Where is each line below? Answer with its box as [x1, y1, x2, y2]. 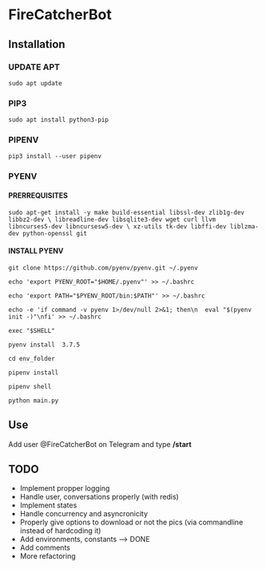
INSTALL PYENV [8, 246, 64, 256]
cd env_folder [8, 354, 56, 362]
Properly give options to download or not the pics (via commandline [19, 517, 244, 528]
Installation [8, 38, 66, 51]
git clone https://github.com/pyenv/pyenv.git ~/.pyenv [8, 263, 198, 272]
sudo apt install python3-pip [8, 116, 109, 124]
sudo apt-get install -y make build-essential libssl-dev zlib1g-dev [8, 208, 245, 216]
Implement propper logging [19, 484, 110, 493]
